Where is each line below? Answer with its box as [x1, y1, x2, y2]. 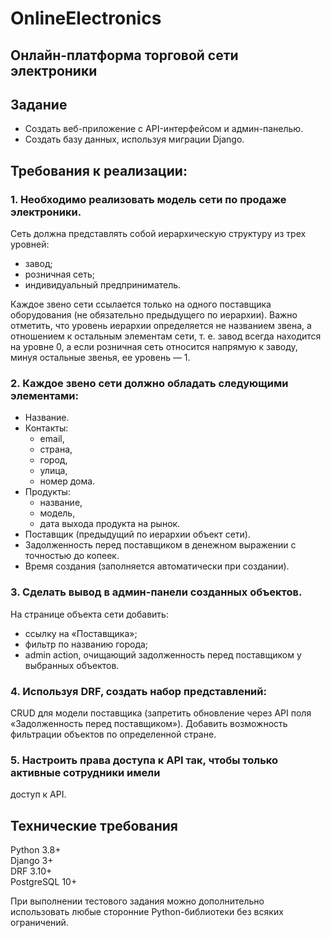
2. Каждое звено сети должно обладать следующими [10, 377, 289, 390]
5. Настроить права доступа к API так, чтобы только [10, 753, 279, 767]
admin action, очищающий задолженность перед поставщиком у [24, 648, 302, 661]
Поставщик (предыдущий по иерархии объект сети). [24, 528, 251, 541]
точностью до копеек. [24, 550, 120, 562]
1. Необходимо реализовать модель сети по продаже [10, 192, 287, 206]
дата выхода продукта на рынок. [39, 518, 181, 530]
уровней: [10, 238, 50, 251]
